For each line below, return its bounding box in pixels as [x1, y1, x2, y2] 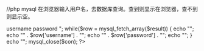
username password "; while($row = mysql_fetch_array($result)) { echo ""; [6, 25, 194, 32]
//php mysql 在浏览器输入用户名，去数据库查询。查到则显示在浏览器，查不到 [6, 5, 198, 12]
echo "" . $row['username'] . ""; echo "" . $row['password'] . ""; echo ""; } [6, 32, 193, 38]
